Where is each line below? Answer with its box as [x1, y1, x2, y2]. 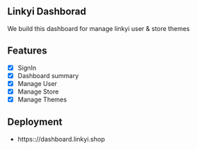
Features [7, 45, 47, 57]
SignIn [17, 63, 37, 72]
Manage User [17, 79, 58, 87]
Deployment [7, 116, 63, 128]
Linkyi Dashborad [7, 6, 87, 18]
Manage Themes [17, 95, 67, 104]
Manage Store [17, 87, 59, 96]
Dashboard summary [17, 71, 79, 80]
